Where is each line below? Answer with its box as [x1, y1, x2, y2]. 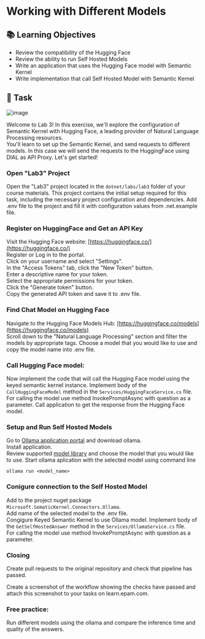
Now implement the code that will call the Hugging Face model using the [6, 375, 190, 382]
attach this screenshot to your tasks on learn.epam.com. [6, 589, 149, 597]
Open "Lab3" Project [6, 169, 70, 177]
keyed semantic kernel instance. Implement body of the [6, 382, 147, 389]
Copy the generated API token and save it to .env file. [6, 290, 141, 298]
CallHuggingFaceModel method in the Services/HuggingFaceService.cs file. [6, 388, 193, 395]
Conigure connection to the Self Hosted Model [6, 482, 147, 491]
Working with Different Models [6, 4, 166, 18]
